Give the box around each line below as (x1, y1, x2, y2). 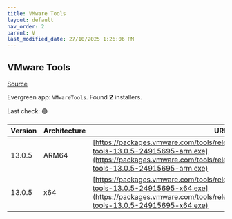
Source (7, 79, 28, 88)
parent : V (7, 29, 36, 37)
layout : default (7, 17, 54, 23)
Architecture (43, 126, 86, 135)
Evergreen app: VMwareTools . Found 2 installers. (7, 93, 143, 101)
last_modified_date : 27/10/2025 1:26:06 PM (7, 36, 135, 43)
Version (10, 126, 37, 135)
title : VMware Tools (7, 10, 67, 17)
